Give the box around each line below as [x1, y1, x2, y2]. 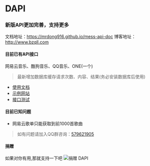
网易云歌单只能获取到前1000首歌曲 [12, 121, 83, 126]
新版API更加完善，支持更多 [5, 22, 69, 29]
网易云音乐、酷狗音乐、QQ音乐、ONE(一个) [5, 63, 93, 69]
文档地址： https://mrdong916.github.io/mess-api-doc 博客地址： [5, 34, 136, 40]
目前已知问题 [5, 109, 31, 115]
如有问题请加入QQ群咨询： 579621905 [17, 131, 94, 137]
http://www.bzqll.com [5, 39, 49, 45]
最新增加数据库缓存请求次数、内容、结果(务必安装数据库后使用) [17, 74, 146, 80]
